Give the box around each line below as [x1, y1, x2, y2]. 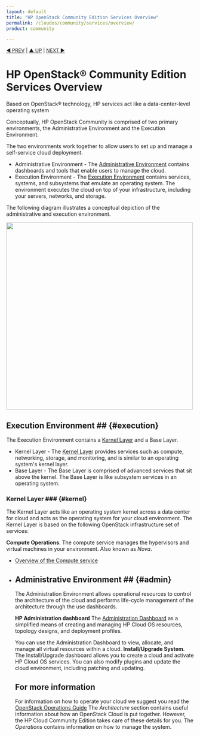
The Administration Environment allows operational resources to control [14, 590, 192, 598]
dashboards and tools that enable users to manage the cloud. [14, 167, 166, 174]
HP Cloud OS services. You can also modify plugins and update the [14, 658, 181, 665]
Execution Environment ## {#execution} [6, 420, 159, 430]
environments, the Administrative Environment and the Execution [6, 125, 166, 132]
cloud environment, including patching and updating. [14, 665, 145, 672]
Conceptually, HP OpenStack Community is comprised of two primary [6, 118, 178, 126]
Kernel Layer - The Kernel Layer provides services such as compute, [14, 448, 184, 455]
